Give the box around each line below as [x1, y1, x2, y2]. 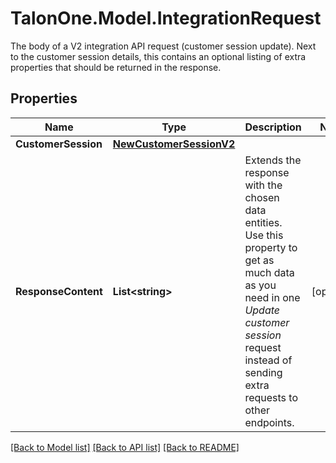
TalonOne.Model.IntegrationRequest [10, 7, 322, 30]
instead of [244, 353, 293, 367]
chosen [244, 190, 280, 204]
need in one [244, 290, 301, 304]
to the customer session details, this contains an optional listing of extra [10, 50, 307, 62]
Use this [244, 228, 284, 242]
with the [244, 178, 283, 192]
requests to [244, 390, 298, 404]
